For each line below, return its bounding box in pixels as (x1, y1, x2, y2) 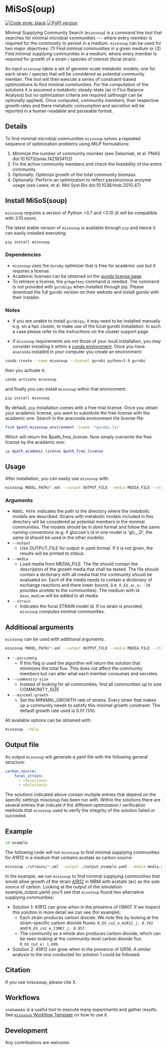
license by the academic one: (5, 439, 66, 445)
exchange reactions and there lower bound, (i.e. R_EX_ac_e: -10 (19, 582, 151, 588)
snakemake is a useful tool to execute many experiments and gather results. (5, 1007, 158, 1013)
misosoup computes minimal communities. (19, 609, 105, 614)
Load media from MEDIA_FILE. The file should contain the (19, 561, 138, 567)
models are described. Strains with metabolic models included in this (12, 514, 154, 520)
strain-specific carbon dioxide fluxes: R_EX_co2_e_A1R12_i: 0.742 (19, 920, 153, 926)
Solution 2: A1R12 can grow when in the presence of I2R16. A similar (12, 946, 151, 952)
